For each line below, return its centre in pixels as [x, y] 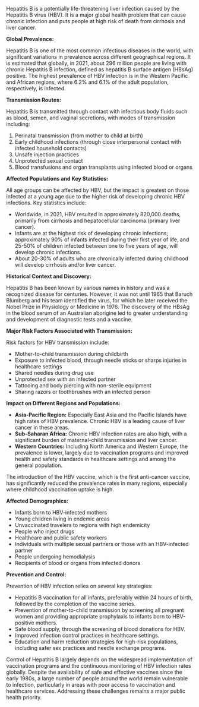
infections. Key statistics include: [46, 203]
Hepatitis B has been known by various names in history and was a [88, 288]
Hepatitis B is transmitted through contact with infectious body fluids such [97, 111]
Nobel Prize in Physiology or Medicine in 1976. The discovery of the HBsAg [98, 307]
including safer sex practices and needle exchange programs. [90, 648]
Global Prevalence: [30, 39]
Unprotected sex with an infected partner [65, 379]
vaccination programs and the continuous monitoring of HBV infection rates [99, 666]
